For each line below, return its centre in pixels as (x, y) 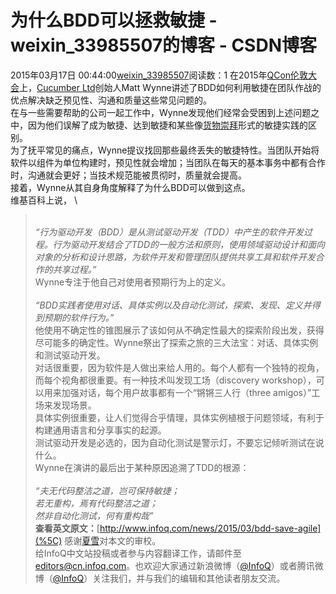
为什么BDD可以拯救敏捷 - (114, 20)
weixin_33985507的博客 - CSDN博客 (163, 45)
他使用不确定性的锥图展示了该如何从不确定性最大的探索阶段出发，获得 (179, 330)
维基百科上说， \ (44, 200)
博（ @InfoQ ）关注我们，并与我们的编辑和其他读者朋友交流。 (160, 578)
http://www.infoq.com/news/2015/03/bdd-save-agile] (210, 528)
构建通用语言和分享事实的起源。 (100, 430)
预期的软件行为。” (79, 317)
